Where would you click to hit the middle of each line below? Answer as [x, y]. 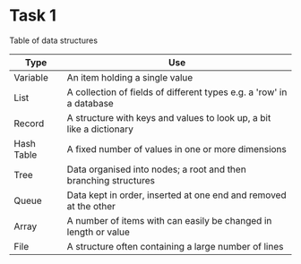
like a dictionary [100, 129]
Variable [31, 77]
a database [90, 103]
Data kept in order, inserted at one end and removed [176, 195]
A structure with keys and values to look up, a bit [169, 117]
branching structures [111, 180]
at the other [91, 206]
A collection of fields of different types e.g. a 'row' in [177, 92]
